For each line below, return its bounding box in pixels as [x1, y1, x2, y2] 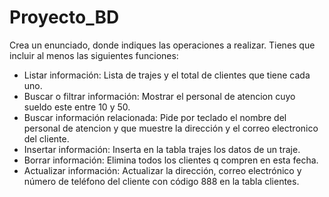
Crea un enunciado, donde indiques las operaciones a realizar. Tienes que [9, 39, 316, 51]
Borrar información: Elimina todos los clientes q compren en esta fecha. [23, 154, 319, 166]
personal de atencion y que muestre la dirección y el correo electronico [23, 122, 319, 134]
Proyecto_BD [9, 6, 120, 29]
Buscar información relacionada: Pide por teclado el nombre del [23, 111, 287, 123]
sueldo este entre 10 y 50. [23, 101, 131, 113]
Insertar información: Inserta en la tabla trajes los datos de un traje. [23, 143, 301, 155]
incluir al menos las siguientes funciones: [9, 49, 179, 61]
